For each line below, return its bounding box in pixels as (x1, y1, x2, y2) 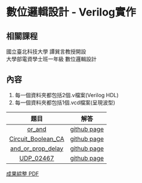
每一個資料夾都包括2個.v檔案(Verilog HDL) (14, 91, 119, 98)
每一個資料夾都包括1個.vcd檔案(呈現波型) (14, 99, 115, 106)
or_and (27, 125, 47, 133)
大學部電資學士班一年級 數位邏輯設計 (6, 55, 97, 63)
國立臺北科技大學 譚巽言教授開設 (6, 48, 87, 55)
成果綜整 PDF (6, 170, 39, 177)
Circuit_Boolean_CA (9, 135, 64, 143)
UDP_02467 (19, 154, 55, 162)
